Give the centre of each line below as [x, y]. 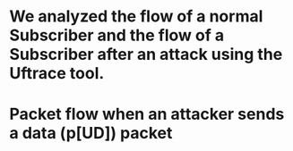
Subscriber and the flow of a [117, 35]
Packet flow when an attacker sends [147, 114]
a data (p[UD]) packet [91, 134]
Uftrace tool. [57, 74]
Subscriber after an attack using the [146, 55]
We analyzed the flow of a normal [136, 17]
